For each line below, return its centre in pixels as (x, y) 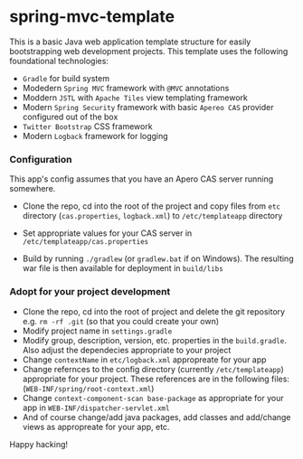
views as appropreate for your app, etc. (96, 426)
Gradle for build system (66, 78)
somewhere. (33, 189)
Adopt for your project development (90, 292)
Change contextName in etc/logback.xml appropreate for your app (144, 360)
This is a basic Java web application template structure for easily (130, 42)
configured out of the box (70, 117)
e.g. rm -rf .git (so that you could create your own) (121, 321)
